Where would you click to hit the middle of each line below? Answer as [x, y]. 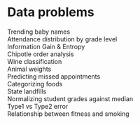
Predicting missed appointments [54, 76]
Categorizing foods [35, 84]
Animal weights [29, 69]
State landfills [27, 91]
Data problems [51, 12]
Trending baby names [39, 32]
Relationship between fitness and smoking [68, 114]
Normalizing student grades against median [70, 98]
